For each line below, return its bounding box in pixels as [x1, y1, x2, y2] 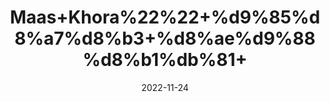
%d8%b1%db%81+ [82, 49, 248, 71]
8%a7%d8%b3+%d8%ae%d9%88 [14, 27, 316, 50]
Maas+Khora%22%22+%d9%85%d [9, 6, 321, 29]
